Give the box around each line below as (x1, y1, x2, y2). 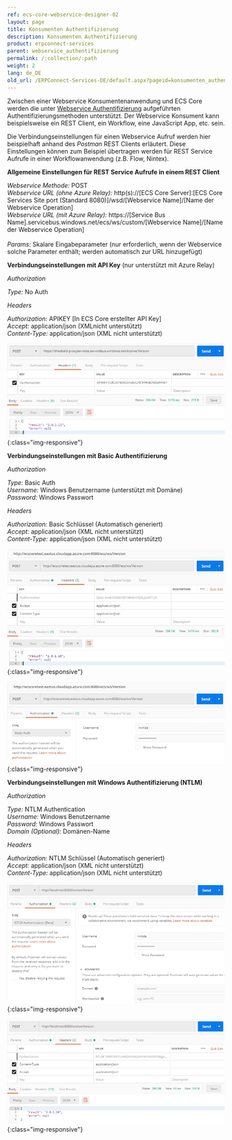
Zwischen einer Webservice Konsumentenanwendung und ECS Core (7, 97, 202, 105)
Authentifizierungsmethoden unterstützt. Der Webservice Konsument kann (7, 111, 220, 120)
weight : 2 (7, 62, 36, 69)
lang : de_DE (7, 69, 41, 76)
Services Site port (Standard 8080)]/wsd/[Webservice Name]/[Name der (7, 196, 214, 204)
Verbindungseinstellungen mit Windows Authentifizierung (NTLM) (7, 779, 203, 787)
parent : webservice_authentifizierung (7, 48, 119, 55)
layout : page (7, 18, 45, 26)
